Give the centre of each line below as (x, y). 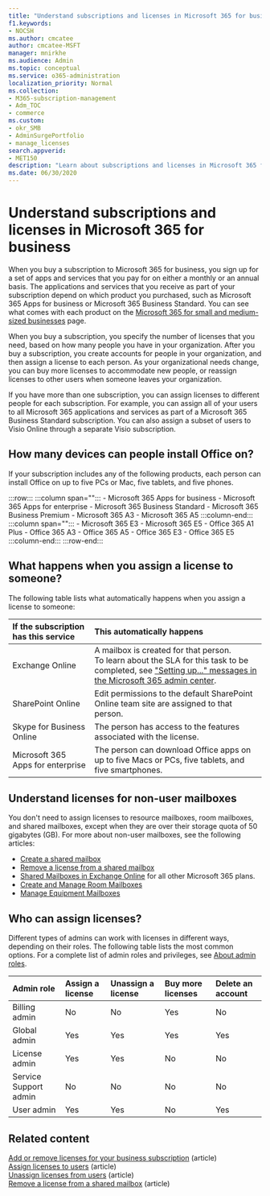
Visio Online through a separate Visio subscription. (92, 428)
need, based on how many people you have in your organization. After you (132, 345)
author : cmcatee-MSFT (45, 46)
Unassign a (133, 983)
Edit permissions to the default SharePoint (174, 693)
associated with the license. (147, 736)
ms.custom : (27, 121)
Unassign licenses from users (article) (71, 1175)
